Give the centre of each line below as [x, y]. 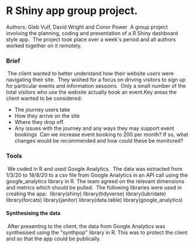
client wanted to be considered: [44, 98]
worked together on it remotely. [44, 46]
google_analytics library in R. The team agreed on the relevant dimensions [95, 181]
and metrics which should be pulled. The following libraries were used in [94, 187]
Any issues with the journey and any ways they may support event [94, 128]
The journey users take [42, 110]
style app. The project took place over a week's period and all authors [91, 39]
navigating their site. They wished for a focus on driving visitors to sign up [96, 80]
